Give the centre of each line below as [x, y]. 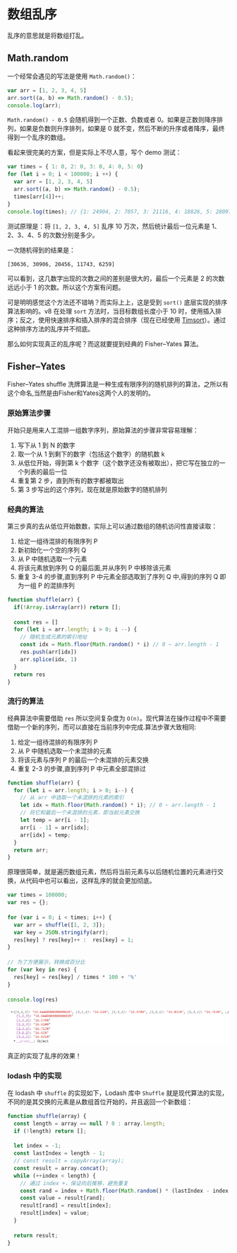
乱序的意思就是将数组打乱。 [48, 35]
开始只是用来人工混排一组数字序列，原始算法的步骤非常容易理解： [103, 430]
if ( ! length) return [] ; [50, 1131]
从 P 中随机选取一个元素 [52, 559]
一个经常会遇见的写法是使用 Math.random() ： [72, 76]
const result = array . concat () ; [61, 1168]
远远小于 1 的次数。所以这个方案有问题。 [66, 287]
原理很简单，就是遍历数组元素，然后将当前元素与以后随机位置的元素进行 [112, 872]
